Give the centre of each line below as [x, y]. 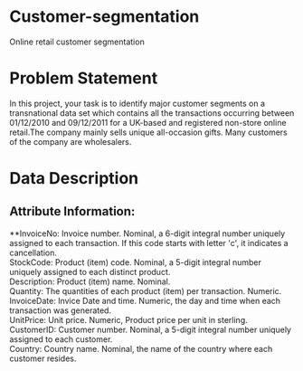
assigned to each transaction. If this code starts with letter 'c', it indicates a [149, 243]
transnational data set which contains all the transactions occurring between [152, 113]
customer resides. [43, 358]
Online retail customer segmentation [77, 42]
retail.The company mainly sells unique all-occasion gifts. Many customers [148, 132]
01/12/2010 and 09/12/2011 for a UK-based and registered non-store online [148, 122]
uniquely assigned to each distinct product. [90, 271]
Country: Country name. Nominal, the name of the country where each [141, 348]
